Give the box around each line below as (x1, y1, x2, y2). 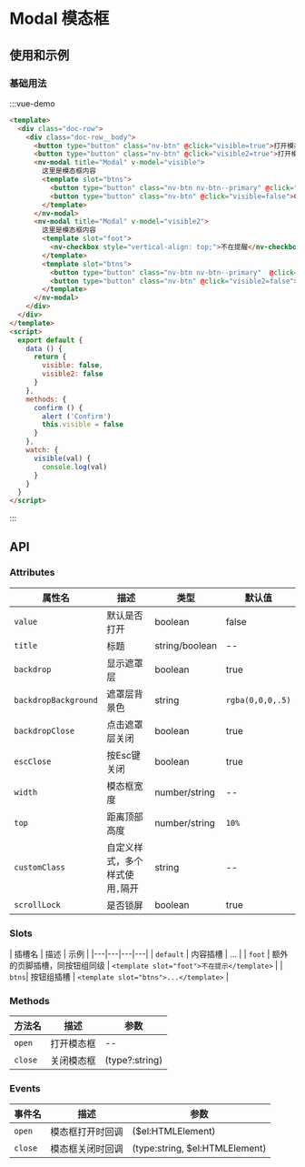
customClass (14, 861, 66, 872)
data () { (25, 344, 64, 353)
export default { (17, 336, 84, 345)
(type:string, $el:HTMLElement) (132, 1142, 267, 1154)
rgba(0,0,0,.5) (225, 695, 291, 705)
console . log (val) (42, 462, 107, 471)
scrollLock (14, 900, 61, 910)
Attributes (9, 566, 55, 578)
